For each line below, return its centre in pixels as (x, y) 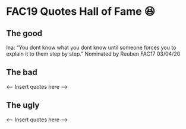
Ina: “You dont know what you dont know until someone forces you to (91, 47)
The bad (22, 72)
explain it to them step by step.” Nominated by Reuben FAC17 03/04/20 (93, 54)
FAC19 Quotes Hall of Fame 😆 (81, 12)
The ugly (23, 105)
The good (24, 33)
